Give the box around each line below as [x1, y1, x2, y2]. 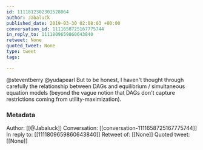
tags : [6, 54, 20, 60]
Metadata [6, 111, 35, 119]
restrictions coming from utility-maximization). [6, 95, 122, 103]
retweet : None [6, 37, 42, 43]
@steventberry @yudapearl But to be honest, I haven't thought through [6, 76, 184, 83]
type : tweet [6, 49, 36, 55]
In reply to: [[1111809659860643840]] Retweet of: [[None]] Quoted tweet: [6, 131, 190, 138]
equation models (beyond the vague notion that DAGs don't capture [6, 89, 176, 96]
